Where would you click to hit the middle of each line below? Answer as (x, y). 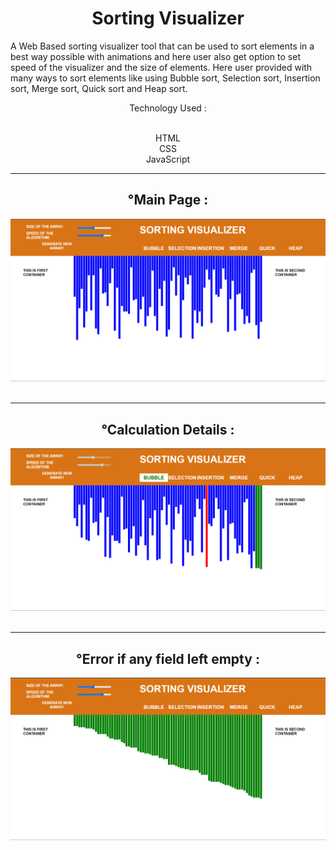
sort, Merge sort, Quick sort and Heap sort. (99, 88)
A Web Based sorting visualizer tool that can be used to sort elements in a (162, 46)
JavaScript (168, 159)
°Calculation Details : (168, 429)
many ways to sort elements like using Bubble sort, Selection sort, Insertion (165, 78)
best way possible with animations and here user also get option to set (155, 56)
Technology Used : (168, 108)
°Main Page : (168, 200)
